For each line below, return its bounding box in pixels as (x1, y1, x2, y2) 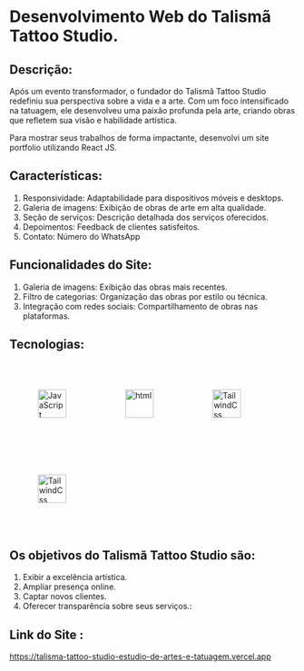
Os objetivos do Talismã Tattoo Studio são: (9, 548, 256, 563)
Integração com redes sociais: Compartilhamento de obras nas (22, 301, 259, 311)
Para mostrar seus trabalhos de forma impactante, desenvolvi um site (9, 133, 270, 143)
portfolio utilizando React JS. (9, 143, 118, 153)
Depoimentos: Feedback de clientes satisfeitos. (22, 221, 201, 232)
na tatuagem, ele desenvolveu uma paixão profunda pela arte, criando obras (9, 105, 296, 115)
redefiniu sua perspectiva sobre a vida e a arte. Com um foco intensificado (9, 95, 289, 106)
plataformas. (22, 311, 71, 321)
